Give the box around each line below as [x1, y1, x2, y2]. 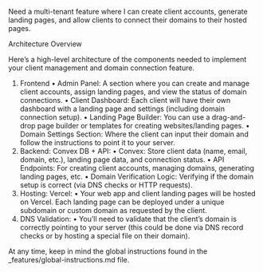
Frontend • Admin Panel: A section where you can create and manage [19, 79, 249, 88]
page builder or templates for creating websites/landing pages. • [37, 121, 250, 130]
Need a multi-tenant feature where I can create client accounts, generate [8, 7, 249, 16]
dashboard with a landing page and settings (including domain [19, 104, 226, 113]
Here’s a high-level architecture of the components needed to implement [8, 55, 247, 64]
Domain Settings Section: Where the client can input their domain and [19, 129, 249, 139]
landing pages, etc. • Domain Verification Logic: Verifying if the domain [19, 171, 254, 181]
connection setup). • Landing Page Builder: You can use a [19, 112, 210, 122]
